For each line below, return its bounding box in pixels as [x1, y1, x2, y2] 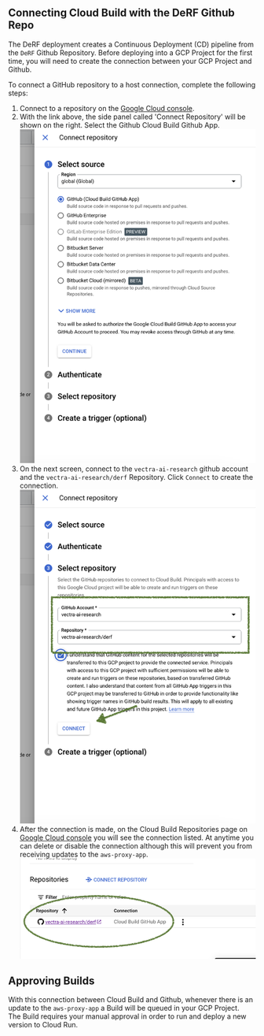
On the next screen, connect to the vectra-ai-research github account [19, 464, 249, 473]
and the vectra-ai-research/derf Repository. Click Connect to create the [19, 473, 254, 482]
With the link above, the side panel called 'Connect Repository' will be [19, 112, 246, 121]
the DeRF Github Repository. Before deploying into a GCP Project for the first [8, 47, 253, 58]
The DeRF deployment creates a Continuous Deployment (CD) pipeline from [8, 39, 254, 49]
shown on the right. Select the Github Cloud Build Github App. [19, 120, 220, 129]
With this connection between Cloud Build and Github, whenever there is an [8, 995, 254, 1004]
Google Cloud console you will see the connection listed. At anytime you [19, 833, 254, 842]
